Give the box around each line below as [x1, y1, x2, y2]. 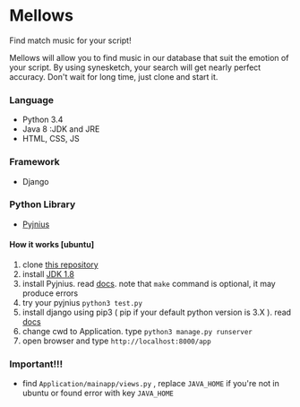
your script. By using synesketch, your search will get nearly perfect [9, 62, 261, 73]
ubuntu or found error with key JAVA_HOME [21, 387, 175, 399]
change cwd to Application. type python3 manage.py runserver [21, 326, 253, 337]
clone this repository [21, 259, 99, 270]
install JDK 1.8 [21, 269, 74, 280]
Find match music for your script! [9, 35, 132, 46]
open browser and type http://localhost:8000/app [21, 335, 212, 346]
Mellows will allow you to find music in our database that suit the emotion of [9, 52, 289, 63]
